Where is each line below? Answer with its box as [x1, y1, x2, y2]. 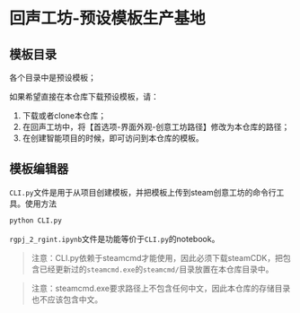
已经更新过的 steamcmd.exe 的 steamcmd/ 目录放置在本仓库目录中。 [39, 264, 274, 274]
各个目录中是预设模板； [9, 73, 96, 83]
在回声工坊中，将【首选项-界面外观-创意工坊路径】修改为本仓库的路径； [22, 122, 290, 132]
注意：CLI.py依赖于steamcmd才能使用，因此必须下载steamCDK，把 [31, 252, 283, 263]
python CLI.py [9, 216, 63, 225]
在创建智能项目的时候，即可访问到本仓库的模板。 [22, 133, 204, 143]
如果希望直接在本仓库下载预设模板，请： [9, 91, 159, 101]
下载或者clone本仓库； [22, 110, 107, 121]
